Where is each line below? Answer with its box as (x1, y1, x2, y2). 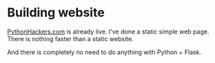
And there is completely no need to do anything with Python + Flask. (7, 48, 202, 56)
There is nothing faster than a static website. (7, 34, 134, 42)
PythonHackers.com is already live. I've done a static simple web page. (7, 27, 209, 36)
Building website (7, 5, 105, 21)
